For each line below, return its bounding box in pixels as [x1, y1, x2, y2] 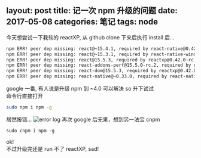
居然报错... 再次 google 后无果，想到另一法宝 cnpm [6, 116, 160, 123]
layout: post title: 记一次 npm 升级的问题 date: [6, 5, 178, 16]
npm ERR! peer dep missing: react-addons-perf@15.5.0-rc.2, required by [6, 62, 191, 69]
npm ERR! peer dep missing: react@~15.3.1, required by [6, 51, 148, 57]
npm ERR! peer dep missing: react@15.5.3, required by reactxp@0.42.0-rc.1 [6, 57, 199, 63]
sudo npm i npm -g [6, 104, 52, 110]
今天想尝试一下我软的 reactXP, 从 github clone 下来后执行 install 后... [6, 33, 175, 41]
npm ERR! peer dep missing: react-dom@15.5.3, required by [6, 68, 157, 74]
